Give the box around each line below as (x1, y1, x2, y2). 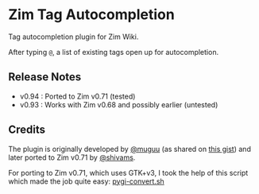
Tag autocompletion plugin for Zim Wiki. (8, 32, 139, 41)
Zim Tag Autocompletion (8, 6, 175, 24)
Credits (8, 123, 46, 137)
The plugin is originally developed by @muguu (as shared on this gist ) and (8, 144, 252, 153)
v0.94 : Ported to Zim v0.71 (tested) (19, 91, 136, 101)
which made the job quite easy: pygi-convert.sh (8, 177, 164, 186)
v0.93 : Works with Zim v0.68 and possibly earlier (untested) (19, 99, 218, 109)
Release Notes (8, 70, 82, 84)
